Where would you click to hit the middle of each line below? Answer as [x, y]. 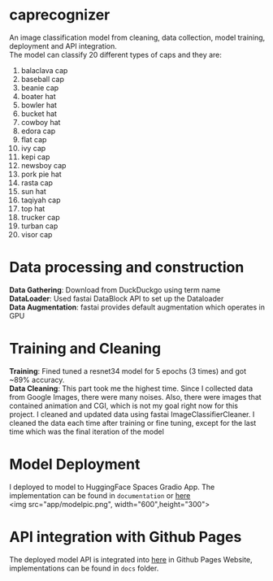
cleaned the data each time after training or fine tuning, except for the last [133, 423]
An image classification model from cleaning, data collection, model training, [137, 37]
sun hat [34, 191]
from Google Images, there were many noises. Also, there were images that [136, 397]
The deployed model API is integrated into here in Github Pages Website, [131, 559]
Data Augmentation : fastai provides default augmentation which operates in [137, 307]
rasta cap [37, 182]
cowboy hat [41, 122]
